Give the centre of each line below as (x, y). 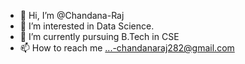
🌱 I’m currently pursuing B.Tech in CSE (99, 36)
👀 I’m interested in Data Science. (87, 26)
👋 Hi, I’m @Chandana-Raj (72, 15)
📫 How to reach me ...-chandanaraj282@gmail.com (127, 48)
